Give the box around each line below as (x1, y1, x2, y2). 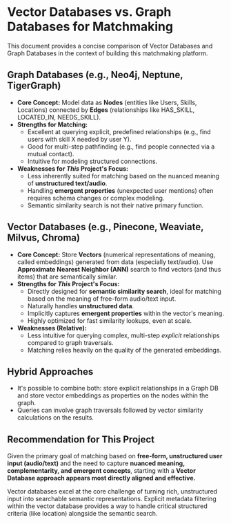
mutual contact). (27, 149, 74, 158)
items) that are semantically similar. (17, 272, 118, 281)
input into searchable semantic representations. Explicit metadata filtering (7, 495, 217, 503)
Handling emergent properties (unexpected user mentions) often (27, 186, 214, 194)
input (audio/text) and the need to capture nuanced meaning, (7, 459, 185, 467)
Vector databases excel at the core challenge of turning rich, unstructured (7, 487, 218, 496)
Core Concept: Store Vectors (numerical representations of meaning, (17, 250, 216, 259)
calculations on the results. (17, 413, 94, 422)
